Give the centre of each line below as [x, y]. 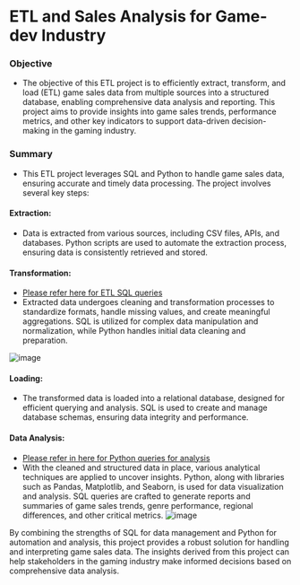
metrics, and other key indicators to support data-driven [126, 121]
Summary [31, 154]
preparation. [45, 341]
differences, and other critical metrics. [93, 515]
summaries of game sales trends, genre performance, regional [137, 505]
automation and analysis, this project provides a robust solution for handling [149, 542]
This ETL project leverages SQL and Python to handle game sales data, [153, 173]
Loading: [26, 378]
